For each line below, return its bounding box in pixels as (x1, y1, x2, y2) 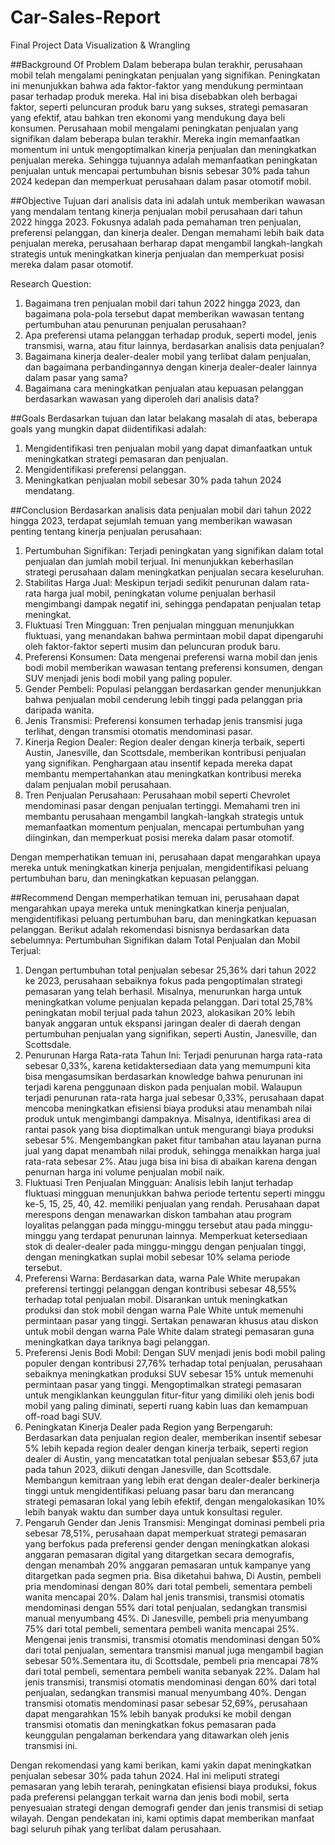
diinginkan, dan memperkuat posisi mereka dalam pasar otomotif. (24, 831, 295, 843)
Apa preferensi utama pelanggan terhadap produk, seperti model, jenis (24, 329, 317, 341)
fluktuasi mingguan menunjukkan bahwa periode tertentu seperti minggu (24, 1187, 326, 1199)
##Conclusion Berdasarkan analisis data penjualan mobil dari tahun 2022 (10, 504, 312, 516)
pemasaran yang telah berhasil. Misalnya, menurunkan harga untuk (24, 985, 302, 997)
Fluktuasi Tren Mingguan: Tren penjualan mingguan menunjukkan (24, 619, 295, 631)
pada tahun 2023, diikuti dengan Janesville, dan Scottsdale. (24, 1463, 272, 1475)
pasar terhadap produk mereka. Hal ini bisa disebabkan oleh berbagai (10, 90, 298, 102)
